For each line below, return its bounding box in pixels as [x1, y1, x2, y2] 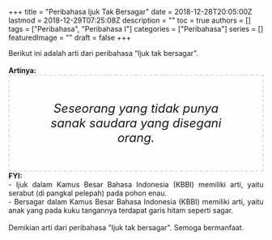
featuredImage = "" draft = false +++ [8, 32, 131, 42]
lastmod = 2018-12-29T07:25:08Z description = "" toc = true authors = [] [8, 15, 251, 25]
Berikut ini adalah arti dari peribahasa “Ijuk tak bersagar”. [8, 49, 198, 58]
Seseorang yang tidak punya [53, 101, 219, 116]
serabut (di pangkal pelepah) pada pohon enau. [8, 188, 168, 198]
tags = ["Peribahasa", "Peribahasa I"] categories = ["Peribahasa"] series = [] [8, 24, 264, 33]
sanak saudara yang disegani [50, 115, 222, 131]
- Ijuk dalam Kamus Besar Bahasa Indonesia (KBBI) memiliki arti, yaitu [8, 180, 264, 189]
